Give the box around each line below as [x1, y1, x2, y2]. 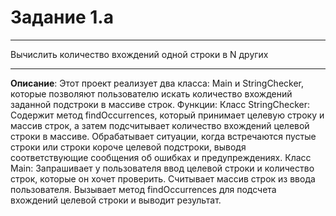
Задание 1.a [10, 6, 114, 29]
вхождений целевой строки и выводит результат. [10, 194, 222, 206]
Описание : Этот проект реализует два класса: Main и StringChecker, [10, 77, 305, 89]
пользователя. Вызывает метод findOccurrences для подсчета [10, 183, 277, 195]
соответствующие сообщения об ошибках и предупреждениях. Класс [10, 151, 312, 163]
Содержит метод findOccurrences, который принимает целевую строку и [10, 109, 325, 121]
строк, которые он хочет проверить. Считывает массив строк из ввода [10, 172, 316, 185]
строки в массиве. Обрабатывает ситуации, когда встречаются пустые [10, 130, 317, 142]
